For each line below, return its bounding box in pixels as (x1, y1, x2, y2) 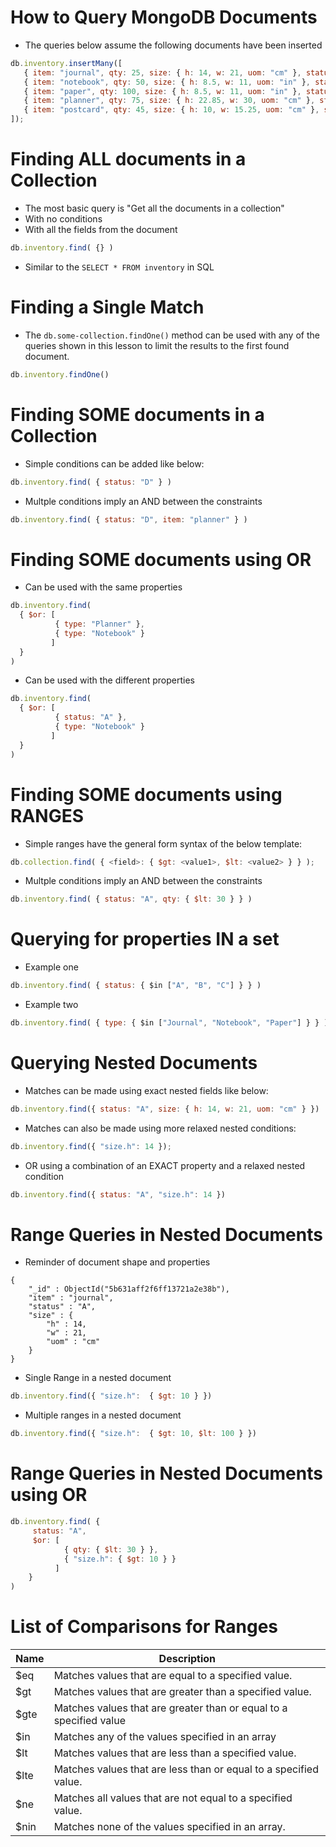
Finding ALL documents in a (10, 148, 247, 171)
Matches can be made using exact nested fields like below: (24, 1084, 269, 1096)
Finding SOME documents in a (10, 403, 265, 426)
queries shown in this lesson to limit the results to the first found (24, 339, 290, 351)
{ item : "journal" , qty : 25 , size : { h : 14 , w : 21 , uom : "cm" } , (23, 67, 302, 78)
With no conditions (24, 213, 103, 225)
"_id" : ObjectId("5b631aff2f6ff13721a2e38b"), (28, 1284, 230, 1295)
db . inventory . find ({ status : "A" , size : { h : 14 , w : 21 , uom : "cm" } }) (10, 1104, 320, 1114)
